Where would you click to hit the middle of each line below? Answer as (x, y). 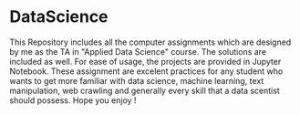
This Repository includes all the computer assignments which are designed (150, 42)
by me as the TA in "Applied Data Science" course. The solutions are (138, 51)
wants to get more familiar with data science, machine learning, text (137, 80)
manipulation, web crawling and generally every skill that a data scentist (145, 90)
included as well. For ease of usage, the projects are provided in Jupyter (145, 61)
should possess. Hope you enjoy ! (73, 100)
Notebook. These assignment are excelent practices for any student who (146, 71)
